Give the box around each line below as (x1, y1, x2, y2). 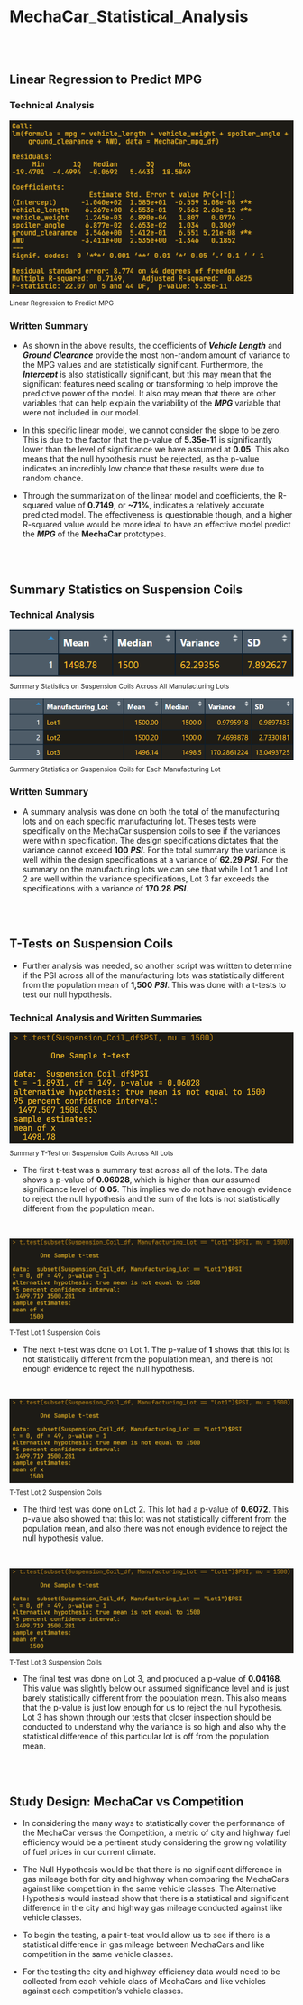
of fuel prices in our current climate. (22, 1847, 156, 1858)
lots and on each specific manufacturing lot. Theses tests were (22, 816, 257, 826)
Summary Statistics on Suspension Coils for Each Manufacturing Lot (9, 765, 221, 774)
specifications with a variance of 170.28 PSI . (22, 882, 189, 893)
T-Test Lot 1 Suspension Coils (9, 1328, 101, 1338)
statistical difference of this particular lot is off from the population (22, 1731, 269, 1742)
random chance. (22, 472, 84, 484)
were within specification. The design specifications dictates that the (22, 835, 279, 845)
